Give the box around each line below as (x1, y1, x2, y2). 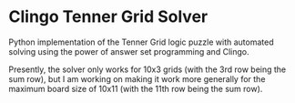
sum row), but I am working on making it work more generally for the (8, 73, 266, 84)
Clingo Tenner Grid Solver (8, 6, 209, 27)
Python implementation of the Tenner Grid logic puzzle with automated (8, 36, 274, 47)
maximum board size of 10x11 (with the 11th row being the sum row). (8, 83, 263, 94)
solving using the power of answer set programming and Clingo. (8, 46, 249, 57)
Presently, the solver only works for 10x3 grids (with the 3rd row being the (8, 64, 287, 75)
